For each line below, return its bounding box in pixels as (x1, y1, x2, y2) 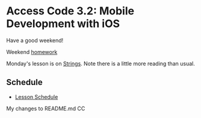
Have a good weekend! (6, 37, 64, 44)
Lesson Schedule (14, 93, 58, 100)
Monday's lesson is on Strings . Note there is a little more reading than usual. (6, 60, 196, 67)
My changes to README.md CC (6, 105, 85, 112)
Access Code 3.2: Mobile (6, 4, 134, 18)
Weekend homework (6, 48, 58, 55)
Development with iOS (6, 17, 120, 31)
